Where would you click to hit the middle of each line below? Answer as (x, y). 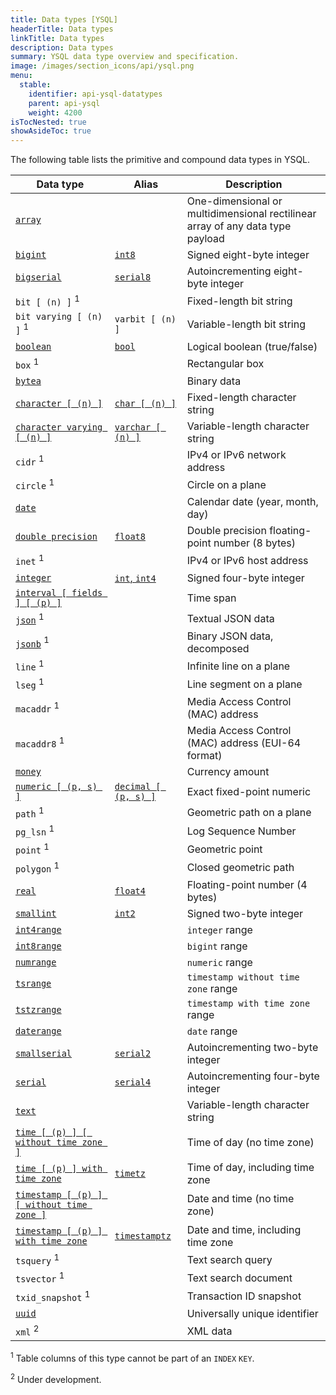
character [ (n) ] (59, 404)
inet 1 (30, 560)
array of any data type (239, 226)
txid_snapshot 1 (53, 1296)
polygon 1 (37, 867)
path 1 (30, 812)
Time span (211, 598)
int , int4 (135, 578)
